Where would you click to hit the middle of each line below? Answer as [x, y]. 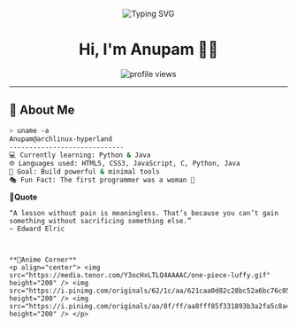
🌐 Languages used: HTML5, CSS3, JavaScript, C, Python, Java [125, 164]
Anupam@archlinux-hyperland [61, 139]
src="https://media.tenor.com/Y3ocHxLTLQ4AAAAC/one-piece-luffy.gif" [140, 275]
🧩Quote [23, 197]
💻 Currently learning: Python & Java [80, 155]
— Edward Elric [37, 229]
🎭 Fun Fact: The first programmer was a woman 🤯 [102, 180]
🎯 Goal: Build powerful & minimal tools [85, 172]
